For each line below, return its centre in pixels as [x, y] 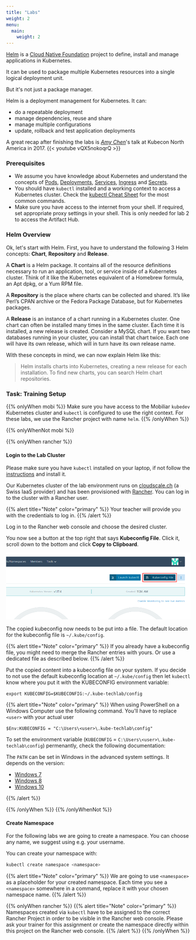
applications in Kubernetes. [39, 61]
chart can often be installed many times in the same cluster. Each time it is [95, 325]
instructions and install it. [36, 474]
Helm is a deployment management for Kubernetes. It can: [76, 101]
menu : [13, 25]
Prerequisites [25, 164]
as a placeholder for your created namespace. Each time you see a [87, 882]
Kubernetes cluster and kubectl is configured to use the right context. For [95, 413]
